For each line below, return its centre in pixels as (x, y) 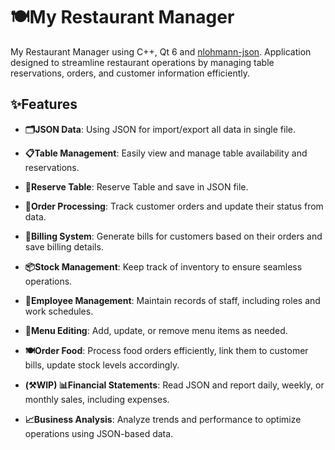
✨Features (44, 104)
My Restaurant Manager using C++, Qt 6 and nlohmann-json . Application (161, 51)
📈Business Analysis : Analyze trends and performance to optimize (163, 419)
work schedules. (59, 311)
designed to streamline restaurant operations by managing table (142, 62)
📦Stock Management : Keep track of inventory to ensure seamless (163, 266)
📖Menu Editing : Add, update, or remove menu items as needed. (156, 330)
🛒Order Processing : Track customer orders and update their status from (174, 206)
